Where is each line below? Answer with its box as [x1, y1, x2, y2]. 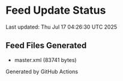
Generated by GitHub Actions [5, 68, 79, 75]
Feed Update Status [5, 4, 106, 17]
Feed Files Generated [5, 40, 87, 51]
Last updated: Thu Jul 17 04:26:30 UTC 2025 [5, 23, 118, 30]
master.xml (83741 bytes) [14, 56, 77, 63]
